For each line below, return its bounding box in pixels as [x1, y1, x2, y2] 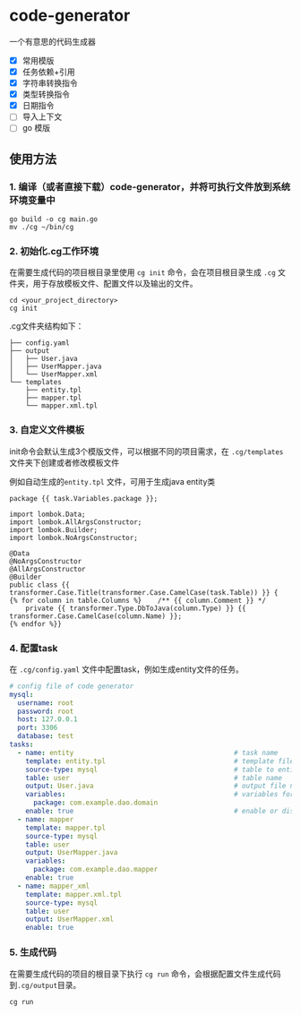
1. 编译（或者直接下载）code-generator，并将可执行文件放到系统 [9, 180, 291, 193]
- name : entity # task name [17, 748, 279, 757]
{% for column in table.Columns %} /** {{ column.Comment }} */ [9, 596, 267, 605]
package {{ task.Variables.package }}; [9, 494, 159, 503]
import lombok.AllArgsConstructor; [9, 517, 142, 527]
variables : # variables [25, 790, 279, 799]
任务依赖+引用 [21, 66, 76, 77]
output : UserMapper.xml [25, 915, 115, 924]
